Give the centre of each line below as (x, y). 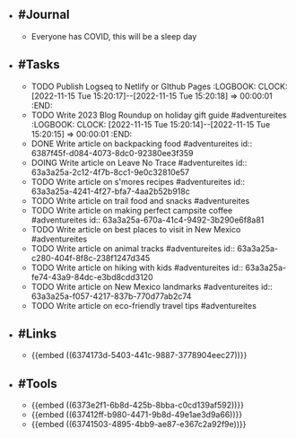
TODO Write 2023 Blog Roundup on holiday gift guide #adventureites (159, 115)
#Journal (44, 15)
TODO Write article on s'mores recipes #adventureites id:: (138, 181)
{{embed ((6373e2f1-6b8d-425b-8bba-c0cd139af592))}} (138, 405)
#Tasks (39, 65)
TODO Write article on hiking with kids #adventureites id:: (137, 267)
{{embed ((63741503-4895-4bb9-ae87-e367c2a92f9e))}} (139, 425)
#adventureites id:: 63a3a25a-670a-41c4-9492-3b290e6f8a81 (148, 220)
